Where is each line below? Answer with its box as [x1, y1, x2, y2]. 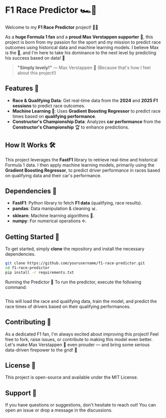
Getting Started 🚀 [5, 232, 60, 241]
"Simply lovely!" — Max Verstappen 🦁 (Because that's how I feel [17, 65, 151, 70]
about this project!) [17, 70, 56, 75]
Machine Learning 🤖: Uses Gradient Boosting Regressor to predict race [12, 108, 161, 114]
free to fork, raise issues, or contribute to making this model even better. [5, 336, 153, 342]
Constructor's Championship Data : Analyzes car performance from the [12, 118, 161, 125]
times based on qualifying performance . [12, 113, 97, 119]
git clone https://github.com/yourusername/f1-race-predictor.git [5, 261, 145, 266]
